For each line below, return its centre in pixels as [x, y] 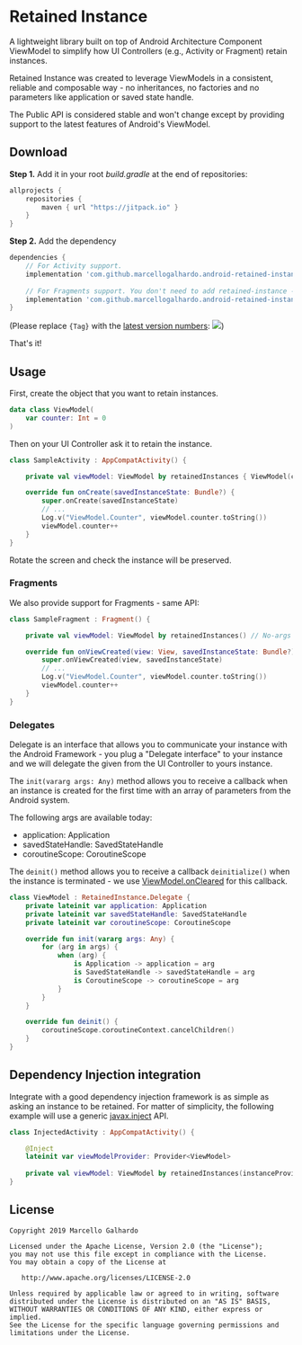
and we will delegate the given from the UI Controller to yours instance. [141, 764]
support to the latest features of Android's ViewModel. [110, 124]
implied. [26, 1317]
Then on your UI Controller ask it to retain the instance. [111, 443]
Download [38, 152]
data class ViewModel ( [52, 410]
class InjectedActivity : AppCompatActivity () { [102, 1132]
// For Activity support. [74, 266]
